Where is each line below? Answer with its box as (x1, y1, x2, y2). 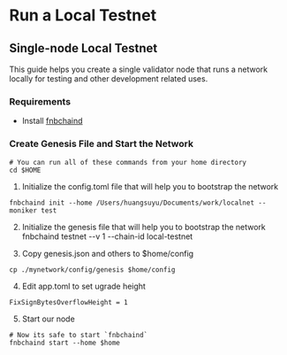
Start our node (21, 313, 75, 324)
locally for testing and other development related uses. (9, 73, 208, 84)
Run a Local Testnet (9, 5, 157, 26)
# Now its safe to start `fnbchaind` (9, 330, 148, 339)
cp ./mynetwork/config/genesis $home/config (9, 265, 176, 274)
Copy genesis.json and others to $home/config (21, 248, 194, 259)
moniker (9, 205, 38, 215)
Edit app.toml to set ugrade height (21, 281, 146, 291)
